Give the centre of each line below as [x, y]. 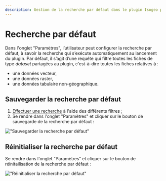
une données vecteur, [34, 73]
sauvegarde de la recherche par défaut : [53, 122]
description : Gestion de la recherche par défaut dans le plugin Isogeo [82, 10]
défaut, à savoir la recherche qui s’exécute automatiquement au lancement [81, 53]
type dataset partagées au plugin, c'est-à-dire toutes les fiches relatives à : [82, 64]
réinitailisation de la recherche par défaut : [48, 164]
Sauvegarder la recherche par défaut [63, 99]
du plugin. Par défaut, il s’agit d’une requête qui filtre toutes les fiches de [79, 58]
